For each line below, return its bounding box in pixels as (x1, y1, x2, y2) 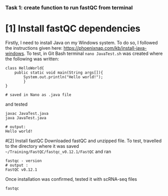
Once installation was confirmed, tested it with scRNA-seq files (5, 176, 138, 182)
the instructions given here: (5, 45, 62, 51)
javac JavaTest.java (5, 111, 49, 116)
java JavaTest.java (5, 115, 47, 120)
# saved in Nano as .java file (5, 92, 72, 97)
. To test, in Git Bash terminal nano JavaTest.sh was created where (23, 50, 163, 56)
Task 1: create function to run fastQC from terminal (5, 4, 133, 11)
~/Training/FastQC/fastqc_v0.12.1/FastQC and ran (5, 148, 112, 154)
